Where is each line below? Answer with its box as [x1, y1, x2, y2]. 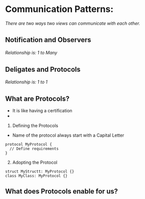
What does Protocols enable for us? [5, 187, 118, 196]
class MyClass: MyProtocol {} [5, 174, 68, 179]
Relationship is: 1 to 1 [5, 79, 48, 85]
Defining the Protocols [12, 123, 59, 129]
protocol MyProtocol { [5, 142, 52, 147]
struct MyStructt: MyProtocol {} [5, 169, 74, 174]
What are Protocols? [5, 94, 70, 103]
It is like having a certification [12, 108, 72, 114]
